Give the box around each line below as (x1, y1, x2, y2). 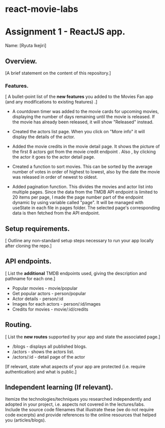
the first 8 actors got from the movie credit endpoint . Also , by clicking (12, 149, 156, 155)
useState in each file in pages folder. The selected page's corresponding (12, 205, 160, 211)
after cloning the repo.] (5, 243, 52, 249)
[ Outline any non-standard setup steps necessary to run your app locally (5, 238, 154, 244)
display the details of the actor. (12, 134, 75, 140)
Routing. (5, 321, 32, 329)
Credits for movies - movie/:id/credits (12, 306, 89, 312)
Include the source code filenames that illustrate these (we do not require (5, 407, 154, 413)
